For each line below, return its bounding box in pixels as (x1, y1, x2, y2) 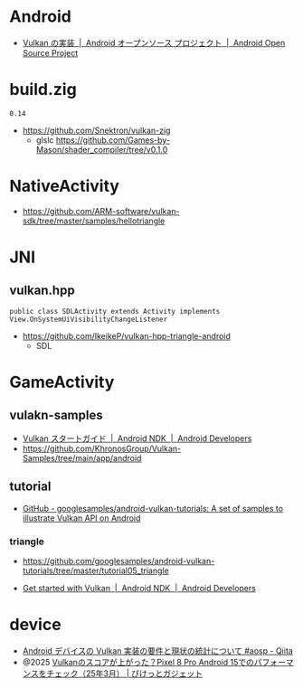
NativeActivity (9, 176, 120, 196)
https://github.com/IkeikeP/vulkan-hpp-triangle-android (22, 330, 231, 341)
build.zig (9, 80, 77, 100)
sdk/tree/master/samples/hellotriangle (22, 215, 166, 226)
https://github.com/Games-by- (55, 134, 170, 146)
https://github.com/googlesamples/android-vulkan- (22, 555, 215, 566)
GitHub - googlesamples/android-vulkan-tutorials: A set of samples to (22, 503, 283, 514)
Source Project (22, 47, 79, 58)
